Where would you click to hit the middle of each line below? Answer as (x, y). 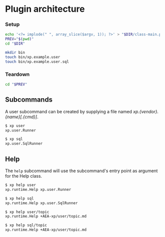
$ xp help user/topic (27, 212)
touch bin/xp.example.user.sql (37, 62)
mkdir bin (15, 53)
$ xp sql (14, 139)
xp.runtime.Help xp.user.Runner (38, 189)
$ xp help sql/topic (26, 225)
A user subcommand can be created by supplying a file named (69, 111)
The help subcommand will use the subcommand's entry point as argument (82, 171)
